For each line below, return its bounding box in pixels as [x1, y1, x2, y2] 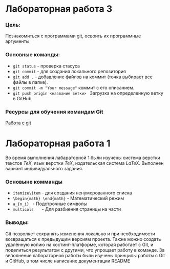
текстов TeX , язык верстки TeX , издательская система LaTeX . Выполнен [5, 160, 164, 166]
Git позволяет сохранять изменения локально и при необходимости [5, 231, 155, 237]
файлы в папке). [12, 79, 48, 85]
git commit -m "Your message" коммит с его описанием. [12, 84, 135, 91]
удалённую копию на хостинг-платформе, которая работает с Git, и [5, 241, 154, 248]
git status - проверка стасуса [12, 62, 80, 69]
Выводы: [5, 219, 29, 226]
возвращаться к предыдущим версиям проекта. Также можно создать [5, 236, 161, 242]
